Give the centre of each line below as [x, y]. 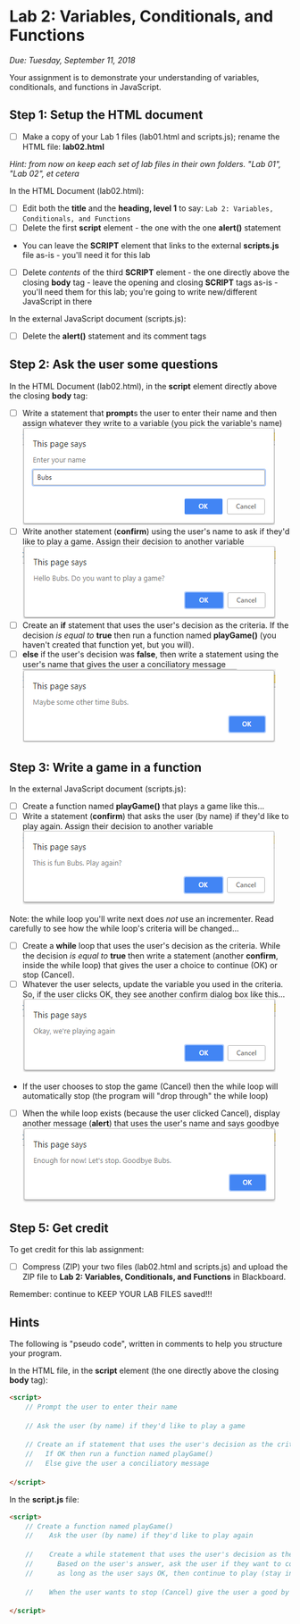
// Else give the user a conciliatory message [117, 1464]
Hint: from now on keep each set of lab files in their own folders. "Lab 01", [145, 163]
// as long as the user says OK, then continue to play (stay [153, 1573]
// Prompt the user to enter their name [101, 1407]
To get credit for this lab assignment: [77, 1250]
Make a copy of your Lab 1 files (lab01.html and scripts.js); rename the [151, 137]
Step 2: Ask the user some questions [114, 365]
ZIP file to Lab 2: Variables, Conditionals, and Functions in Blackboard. [154, 1277]
